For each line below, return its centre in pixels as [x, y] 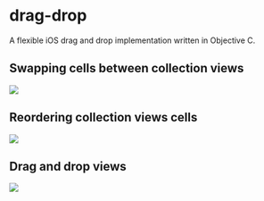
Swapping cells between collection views [127, 68]
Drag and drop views [68, 166]
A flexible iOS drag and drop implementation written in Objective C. [132, 40]
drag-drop [48, 16]
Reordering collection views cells [103, 117]
